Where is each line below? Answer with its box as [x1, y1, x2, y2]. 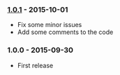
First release [17, 61, 54, 69]
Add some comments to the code [17, 28, 114, 36]
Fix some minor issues [17, 21, 82, 29]
